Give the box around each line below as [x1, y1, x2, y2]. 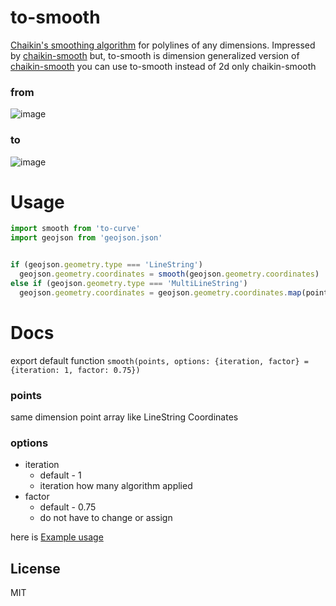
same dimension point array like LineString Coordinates [10, 411, 239, 423]
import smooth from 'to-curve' [10, 224, 141, 234]
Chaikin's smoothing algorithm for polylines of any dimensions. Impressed [10, 39, 316, 51]
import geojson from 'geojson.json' [10, 233, 163, 243]
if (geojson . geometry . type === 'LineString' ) [10, 260, 203, 270]
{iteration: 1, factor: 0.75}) [10, 365, 141, 375]
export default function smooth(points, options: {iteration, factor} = [10, 354, 309, 366]
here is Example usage [10, 531, 104, 543]
